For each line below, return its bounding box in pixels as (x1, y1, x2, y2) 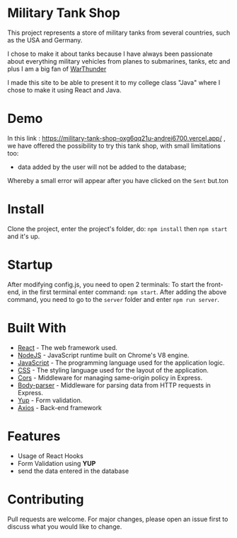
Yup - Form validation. (17, 396, 83, 404)
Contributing (7, 491, 84, 507)
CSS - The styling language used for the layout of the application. (17, 366, 209, 374)
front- (206, 280, 224, 288)
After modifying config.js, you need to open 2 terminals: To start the (7, 280, 205, 288)
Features (7, 428, 61, 444)
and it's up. (7, 232, 40, 240)
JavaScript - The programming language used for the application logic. (17, 358, 225, 367)
